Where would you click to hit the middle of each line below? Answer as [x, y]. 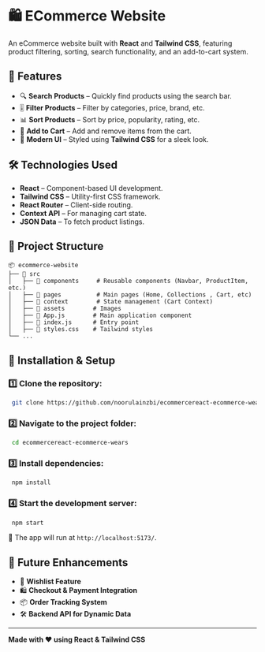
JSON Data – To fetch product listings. [82, 222]
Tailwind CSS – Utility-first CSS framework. [90, 196]
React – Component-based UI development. [91, 188]
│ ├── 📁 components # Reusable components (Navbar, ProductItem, [128, 281]
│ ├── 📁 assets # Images [65, 309]
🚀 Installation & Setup [62, 360]
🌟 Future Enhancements [68, 563]
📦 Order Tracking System [63, 602]
